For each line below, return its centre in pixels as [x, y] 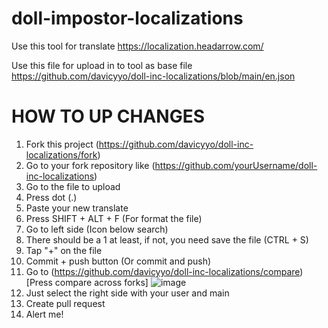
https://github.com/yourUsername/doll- [236, 165]
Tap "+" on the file [64, 250]
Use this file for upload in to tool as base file [102, 65]
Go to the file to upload [73, 186]
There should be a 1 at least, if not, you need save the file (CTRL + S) [167, 239]
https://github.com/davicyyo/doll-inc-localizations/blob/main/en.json [153, 76]
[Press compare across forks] [87, 282]
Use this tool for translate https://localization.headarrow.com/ [137, 46]
